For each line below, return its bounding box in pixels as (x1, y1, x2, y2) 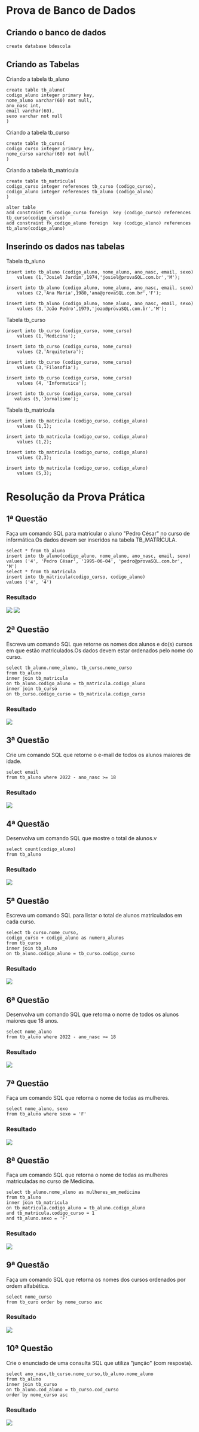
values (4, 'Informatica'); (17, 380, 87, 386)
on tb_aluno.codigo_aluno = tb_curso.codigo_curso (6, 951, 135, 957)
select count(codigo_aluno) (6, 846, 76, 852)
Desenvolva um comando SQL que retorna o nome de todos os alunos (6, 1011, 179, 1018)
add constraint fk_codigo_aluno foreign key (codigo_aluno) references (6, 220, 191, 226)
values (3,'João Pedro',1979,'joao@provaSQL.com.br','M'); (17, 306, 167, 312)
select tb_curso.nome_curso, (6, 930, 79, 936)
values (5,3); (17, 470, 52, 476)
